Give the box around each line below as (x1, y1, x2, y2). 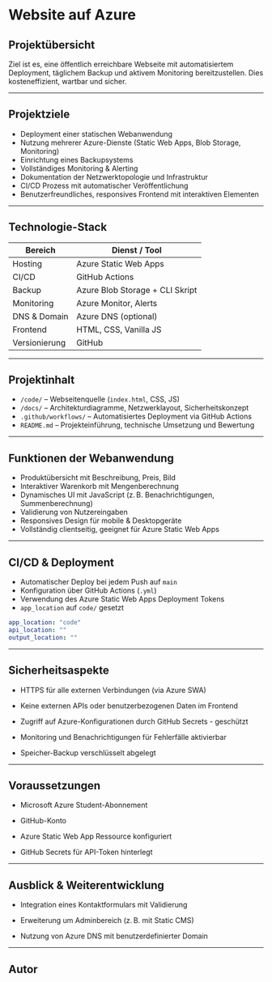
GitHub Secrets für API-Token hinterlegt (19, 848, 153, 857)
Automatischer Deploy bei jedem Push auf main (19, 577, 178, 587)
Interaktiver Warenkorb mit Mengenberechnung (19, 482, 180, 491)
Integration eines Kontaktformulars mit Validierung (19, 900, 188, 910)
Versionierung (12, 337, 66, 348)
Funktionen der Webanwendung (8, 451, 174, 465)
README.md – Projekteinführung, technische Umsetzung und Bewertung (19, 420, 255, 430)
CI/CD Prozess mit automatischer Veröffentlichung (19, 181, 189, 190)
